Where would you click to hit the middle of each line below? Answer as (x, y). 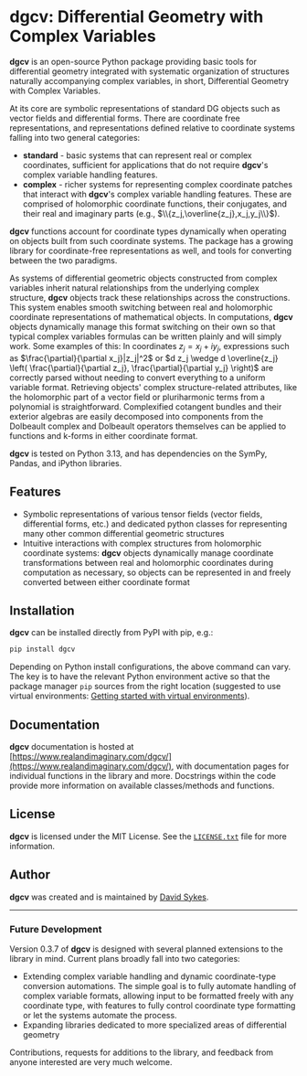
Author (30, 875)
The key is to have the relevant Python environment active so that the (140, 676)
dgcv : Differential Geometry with (137, 17)
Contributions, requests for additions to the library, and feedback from (142, 1052)
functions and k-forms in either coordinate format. (104, 435)
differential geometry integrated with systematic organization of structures (149, 71)
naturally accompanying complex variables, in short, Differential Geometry (149, 80)
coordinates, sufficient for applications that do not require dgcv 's (145, 165)
